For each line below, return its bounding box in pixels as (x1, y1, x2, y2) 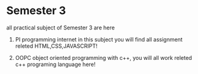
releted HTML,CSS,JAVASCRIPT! (15, 42, 98, 50)
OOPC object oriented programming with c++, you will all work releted (15, 54, 193, 61)
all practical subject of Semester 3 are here (6, 24, 115, 31)
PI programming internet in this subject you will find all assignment (15, 35, 183, 43)
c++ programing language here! (15, 61, 96, 68)
